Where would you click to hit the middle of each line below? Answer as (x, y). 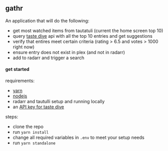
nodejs (20, 96)
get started (17, 69)
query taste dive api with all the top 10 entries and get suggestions (82, 36)
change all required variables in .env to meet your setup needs (78, 138)
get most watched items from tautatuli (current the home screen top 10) (88, 31)
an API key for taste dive (38, 107)
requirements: (20, 81)
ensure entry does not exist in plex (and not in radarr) (69, 52)
